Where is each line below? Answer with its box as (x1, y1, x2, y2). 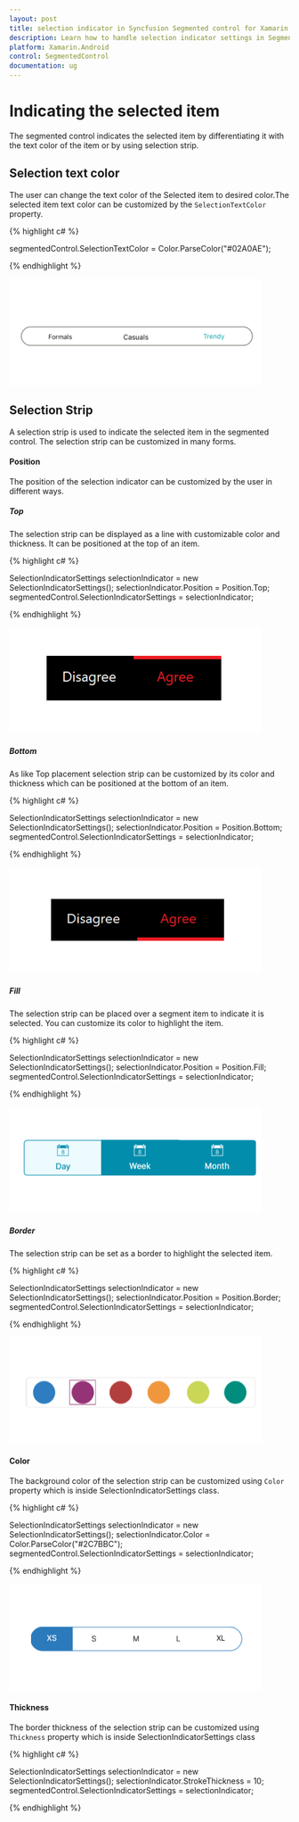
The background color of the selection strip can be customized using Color (9, 1475, 285, 1486)
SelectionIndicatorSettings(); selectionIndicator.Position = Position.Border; (9, 1292, 282, 1303)
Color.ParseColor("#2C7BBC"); (9, 1538, 123, 1549)
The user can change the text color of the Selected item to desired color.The (9, 189, 289, 200)
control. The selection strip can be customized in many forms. (9, 435, 237, 446)
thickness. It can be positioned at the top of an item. (9, 538, 200, 549)
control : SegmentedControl (9, 52, 109, 62)
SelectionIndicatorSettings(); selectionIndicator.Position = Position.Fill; (9, 1062, 267, 1072)
